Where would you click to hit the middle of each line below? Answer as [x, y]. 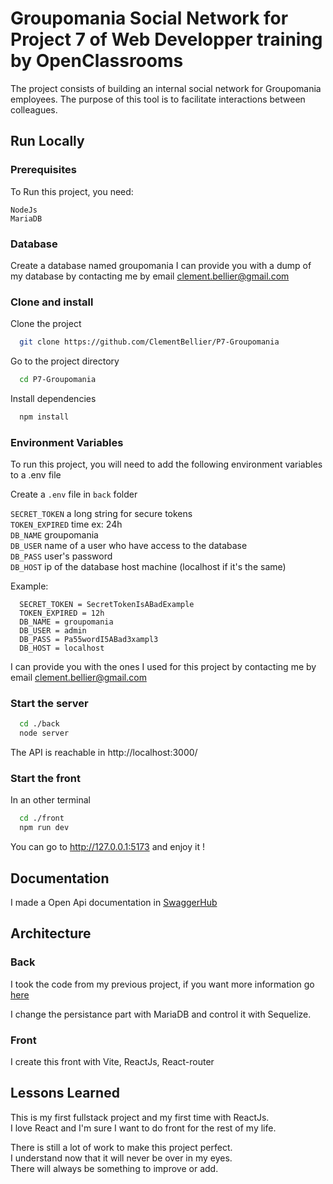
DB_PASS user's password [61, 556]
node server [44, 733]
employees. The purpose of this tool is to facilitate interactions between [158, 99]
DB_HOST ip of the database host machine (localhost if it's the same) [148, 567]
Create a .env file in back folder [74, 494]
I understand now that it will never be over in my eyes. [121, 1158]
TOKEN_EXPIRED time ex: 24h [66, 524]
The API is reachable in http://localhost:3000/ [104, 753]
